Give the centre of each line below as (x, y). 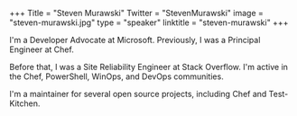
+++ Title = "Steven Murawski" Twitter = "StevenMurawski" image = (137, 13)
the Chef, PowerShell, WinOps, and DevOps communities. (116, 76)
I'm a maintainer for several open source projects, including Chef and (138, 94)
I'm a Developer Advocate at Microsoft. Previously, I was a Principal (135, 40)
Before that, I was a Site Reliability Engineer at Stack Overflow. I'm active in (149, 67)
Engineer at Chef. (42, 49)
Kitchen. (25, 103)
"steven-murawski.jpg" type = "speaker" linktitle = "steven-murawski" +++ (149, 22)
